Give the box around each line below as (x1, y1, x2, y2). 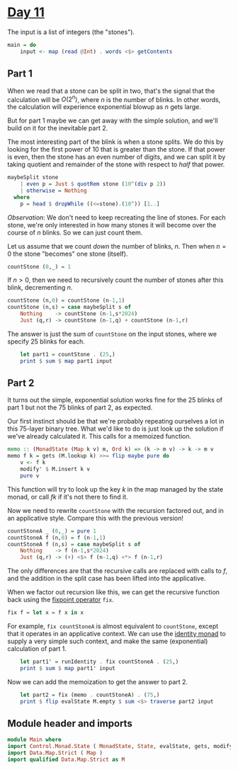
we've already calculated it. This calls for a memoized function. (7, 432, 192, 441)
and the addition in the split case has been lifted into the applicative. (7, 574, 206, 583)
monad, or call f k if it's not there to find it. (7, 492, 129, 501)
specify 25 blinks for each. (7, 337, 85, 346)
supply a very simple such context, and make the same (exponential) (7, 637, 208, 645)
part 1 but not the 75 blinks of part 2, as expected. (7, 403, 153, 412)
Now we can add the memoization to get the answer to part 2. (7, 677, 188, 686)
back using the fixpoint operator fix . (7, 596, 115, 604)
